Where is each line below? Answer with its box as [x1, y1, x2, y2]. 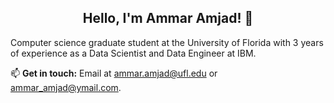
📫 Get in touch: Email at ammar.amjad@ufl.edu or [10, 67, 218, 79]
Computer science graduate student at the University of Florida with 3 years [10, 36, 324, 48]
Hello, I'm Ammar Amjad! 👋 [82, 10, 254, 27]
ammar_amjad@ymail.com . [10, 81, 122, 93]
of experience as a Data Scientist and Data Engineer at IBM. [10, 47, 257, 59]
